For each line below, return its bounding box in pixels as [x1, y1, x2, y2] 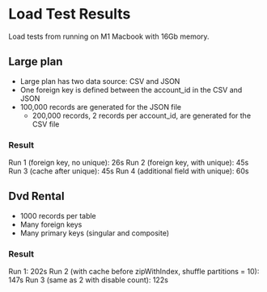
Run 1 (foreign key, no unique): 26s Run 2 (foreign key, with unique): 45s [8, 158, 249, 168]
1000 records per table [19, 211, 97, 220]
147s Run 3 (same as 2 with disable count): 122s [8, 275, 168, 285]
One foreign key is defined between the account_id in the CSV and [19, 85, 243, 94]
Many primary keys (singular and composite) [19, 227, 170, 238]
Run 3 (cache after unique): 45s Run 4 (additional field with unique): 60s [8, 166, 249, 176]
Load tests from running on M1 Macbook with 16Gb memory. [8, 31, 210, 41]
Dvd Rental [8, 190, 65, 203]
